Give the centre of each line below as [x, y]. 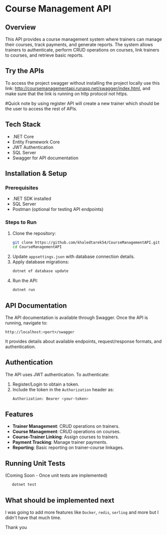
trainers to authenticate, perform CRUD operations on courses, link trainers [82, 50]
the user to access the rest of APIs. [41, 109]
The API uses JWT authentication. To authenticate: [57, 374]
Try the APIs [25, 71]
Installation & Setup [36, 174]
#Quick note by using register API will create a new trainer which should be [82, 103]
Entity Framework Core [36, 142]
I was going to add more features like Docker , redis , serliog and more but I [82, 512]
